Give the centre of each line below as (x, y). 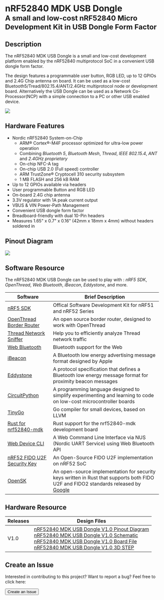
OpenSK (17, 481)
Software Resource (35, 268)
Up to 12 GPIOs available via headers (49, 184)
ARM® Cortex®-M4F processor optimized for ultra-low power (81, 143)
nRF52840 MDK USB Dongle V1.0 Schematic (86, 536)
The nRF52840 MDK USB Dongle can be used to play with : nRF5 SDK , (76, 280)
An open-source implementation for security (104, 472)
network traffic (70, 340)
